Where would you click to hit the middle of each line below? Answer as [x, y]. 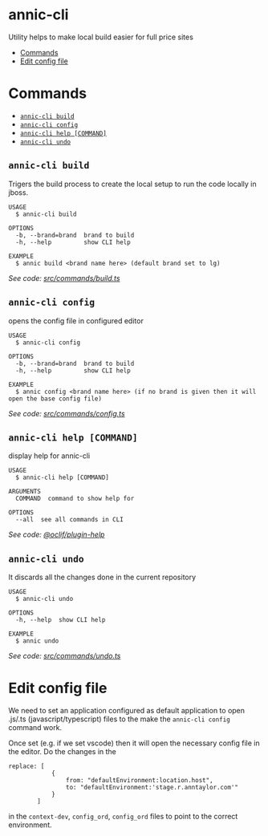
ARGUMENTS [25, 492]
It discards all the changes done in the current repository [102, 577]
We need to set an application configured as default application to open [127, 711]
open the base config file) [55, 399]
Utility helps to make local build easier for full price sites [101, 37]
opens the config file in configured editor [76, 321]
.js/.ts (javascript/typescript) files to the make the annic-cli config [119, 719]
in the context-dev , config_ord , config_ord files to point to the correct [123, 817]
